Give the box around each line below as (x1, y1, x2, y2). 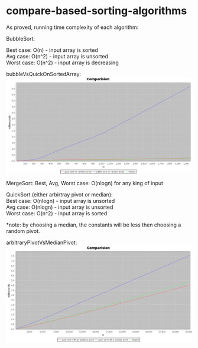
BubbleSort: (6, 35, 35, 42)
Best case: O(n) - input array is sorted (6, 46, 99, 54)
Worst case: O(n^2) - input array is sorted (6, 209, 108, 216)
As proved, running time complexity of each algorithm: (6, 24, 139, 31)
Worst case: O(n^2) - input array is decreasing (6, 59, 119, 66)
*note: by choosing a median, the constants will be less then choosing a (6, 221, 181, 228)
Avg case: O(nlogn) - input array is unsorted (6, 203, 113, 211)
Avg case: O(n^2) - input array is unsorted (6, 52, 108, 60)
